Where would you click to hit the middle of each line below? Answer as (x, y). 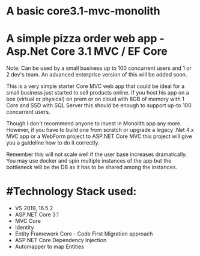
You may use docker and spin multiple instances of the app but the (89, 161)
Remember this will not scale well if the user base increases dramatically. (97, 154)
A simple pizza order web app (82, 39)
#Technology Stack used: (71, 192)
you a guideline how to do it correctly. (53, 143)
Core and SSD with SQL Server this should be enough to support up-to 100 (99, 105)
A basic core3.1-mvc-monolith (83, 11)
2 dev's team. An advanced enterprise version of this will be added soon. (97, 75)
